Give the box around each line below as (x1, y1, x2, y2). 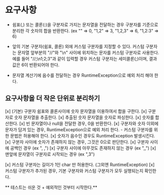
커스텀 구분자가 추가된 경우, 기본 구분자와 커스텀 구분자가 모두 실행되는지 (5, 167, 143, 173)
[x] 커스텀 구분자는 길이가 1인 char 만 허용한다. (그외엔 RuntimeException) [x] (5, 162, 155, 167)
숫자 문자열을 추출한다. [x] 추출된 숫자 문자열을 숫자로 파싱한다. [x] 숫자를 (14, 114, 154, 120)
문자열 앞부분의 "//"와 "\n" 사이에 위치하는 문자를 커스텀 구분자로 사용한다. (17, 50, 160, 56)
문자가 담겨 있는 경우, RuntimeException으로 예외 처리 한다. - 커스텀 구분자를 (5, 126, 153, 133)
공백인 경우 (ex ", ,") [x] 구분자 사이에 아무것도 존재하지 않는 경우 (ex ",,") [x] (10, 145, 156, 151)
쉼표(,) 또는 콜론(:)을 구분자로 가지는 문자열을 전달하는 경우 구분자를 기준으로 (12, 22, 158, 28)
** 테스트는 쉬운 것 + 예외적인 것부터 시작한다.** (5, 184, 97, 190)
